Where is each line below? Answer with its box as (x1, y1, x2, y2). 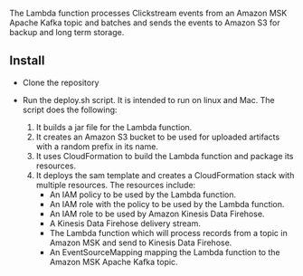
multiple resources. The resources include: (35, 179, 196, 190)
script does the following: (22, 104, 118, 115)
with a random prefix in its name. (35, 140, 158, 152)
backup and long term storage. (9, 27, 125, 37)
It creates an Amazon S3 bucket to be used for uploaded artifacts (35, 131, 280, 142)
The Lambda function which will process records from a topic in (49, 227, 288, 238)
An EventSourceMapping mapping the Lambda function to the (49, 246, 280, 257)
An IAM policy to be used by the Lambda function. (49, 189, 237, 200)
